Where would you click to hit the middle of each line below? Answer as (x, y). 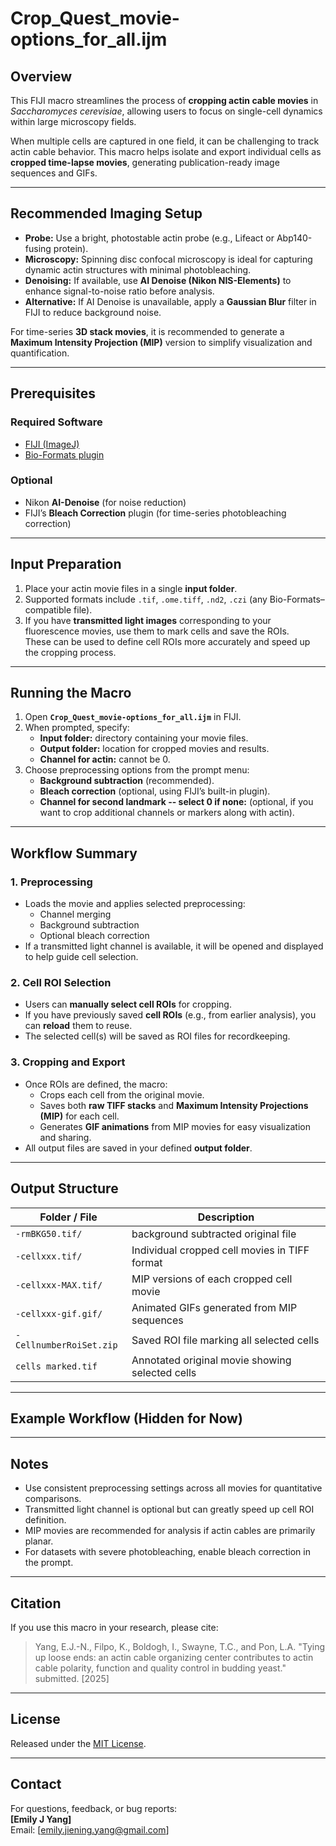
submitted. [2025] (72, 1678)
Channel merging (75, 914)
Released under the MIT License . (78, 1743)
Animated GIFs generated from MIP (214, 1307)
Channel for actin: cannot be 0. (105, 759)
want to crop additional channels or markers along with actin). (167, 813)
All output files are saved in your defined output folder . (138, 1148)
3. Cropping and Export (68, 1062)
